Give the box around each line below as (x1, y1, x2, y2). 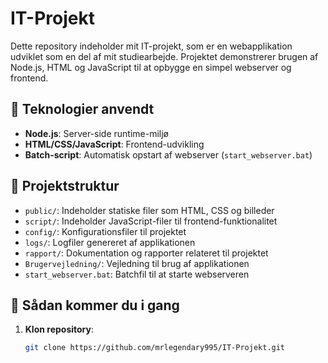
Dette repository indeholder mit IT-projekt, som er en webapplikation (10, 40, 293, 52)
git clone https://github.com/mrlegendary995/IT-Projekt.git (24, 343, 286, 353)
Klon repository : (24, 323, 94, 336)
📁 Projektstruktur (10, 178, 120, 195)
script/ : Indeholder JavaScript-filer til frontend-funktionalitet (24, 215, 278, 227)
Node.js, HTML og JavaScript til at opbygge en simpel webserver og (10, 61, 292, 73)
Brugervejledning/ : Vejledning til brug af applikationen (24, 257, 250, 269)
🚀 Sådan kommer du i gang (10, 297, 180, 314)
